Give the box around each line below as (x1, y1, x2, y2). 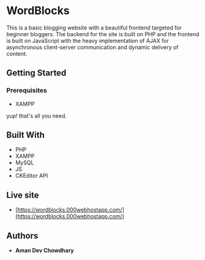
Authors (6, 231, 39, 241)
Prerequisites (6, 86, 47, 95)
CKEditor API (15, 172, 48, 180)
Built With (6, 130, 45, 140)
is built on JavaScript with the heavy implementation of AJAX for (6, 37, 170, 44)
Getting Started (6, 68, 67, 78)
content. (6, 50, 28, 57)
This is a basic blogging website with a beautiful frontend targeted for (6, 24, 182, 31)
